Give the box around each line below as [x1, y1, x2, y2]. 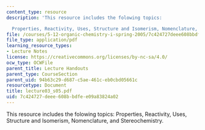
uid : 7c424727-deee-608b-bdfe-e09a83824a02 [6, 94, 119, 100]
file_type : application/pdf [6, 37, 78, 43]
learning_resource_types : [6, 43, 72, 49]
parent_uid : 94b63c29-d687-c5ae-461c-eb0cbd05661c [6, 77, 138, 83]
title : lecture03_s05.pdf [6, 88, 72, 95]
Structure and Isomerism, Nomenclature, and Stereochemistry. [6, 117, 164, 124]
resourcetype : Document [6, 82, 67, 88]
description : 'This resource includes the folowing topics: [6, 15, 163, 21]
